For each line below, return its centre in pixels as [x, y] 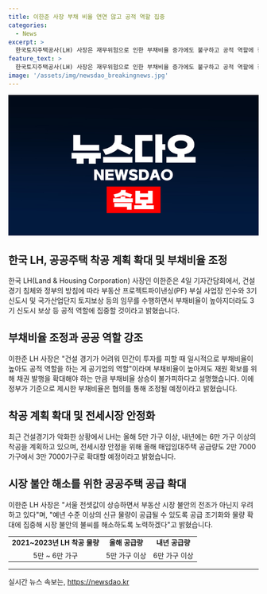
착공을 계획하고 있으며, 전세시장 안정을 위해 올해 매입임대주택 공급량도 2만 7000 [132, 446]
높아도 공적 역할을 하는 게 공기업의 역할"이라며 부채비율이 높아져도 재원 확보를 [128, 368]
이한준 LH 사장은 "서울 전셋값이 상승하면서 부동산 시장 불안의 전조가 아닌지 [124, 504]
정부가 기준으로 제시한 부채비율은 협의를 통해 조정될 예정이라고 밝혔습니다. [123, 388]
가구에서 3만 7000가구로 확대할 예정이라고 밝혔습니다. [92, 456]
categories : [28, 25]
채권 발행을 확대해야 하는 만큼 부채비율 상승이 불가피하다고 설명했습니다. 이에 [135, 379]
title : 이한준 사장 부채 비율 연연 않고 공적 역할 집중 [87, 17]
